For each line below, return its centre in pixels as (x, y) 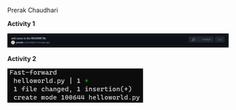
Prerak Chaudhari (33, 10)
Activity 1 (21, 23)
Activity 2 (22, 59)
